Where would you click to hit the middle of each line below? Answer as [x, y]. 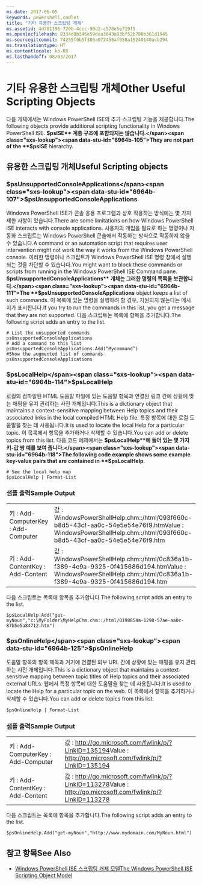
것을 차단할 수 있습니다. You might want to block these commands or [100, 265]
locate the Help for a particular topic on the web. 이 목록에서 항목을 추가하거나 [101, 691]
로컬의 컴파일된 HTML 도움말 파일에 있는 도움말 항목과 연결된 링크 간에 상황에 [97, 396]
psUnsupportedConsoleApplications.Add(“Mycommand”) [72, 349]
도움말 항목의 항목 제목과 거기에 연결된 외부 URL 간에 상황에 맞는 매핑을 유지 [95, 662]
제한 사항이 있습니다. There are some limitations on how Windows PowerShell [100, 221]
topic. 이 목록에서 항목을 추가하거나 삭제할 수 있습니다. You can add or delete [97, 432]
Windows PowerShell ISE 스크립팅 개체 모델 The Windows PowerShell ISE [104, 869]
